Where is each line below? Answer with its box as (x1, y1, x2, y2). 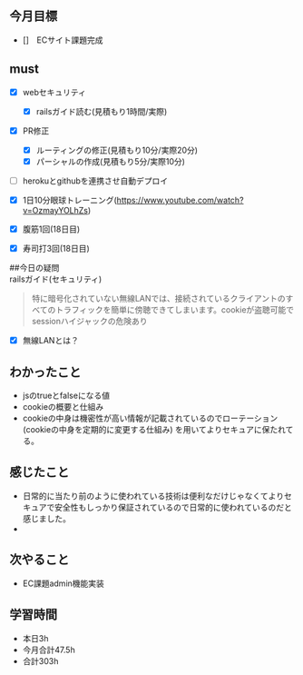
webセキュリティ (22, 86, 86, 97)
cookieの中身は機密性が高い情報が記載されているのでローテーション (22, 412, 279, 424)
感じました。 (22, 512, 71, 524)
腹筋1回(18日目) (22, 223, 81, 234)
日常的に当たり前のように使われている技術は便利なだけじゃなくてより (22, 490, 284, 501)
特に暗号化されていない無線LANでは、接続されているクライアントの (31, 293, 286, 304)
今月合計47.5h (22, 644, 75, 655)
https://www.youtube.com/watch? (116, 194, 244, 205)
